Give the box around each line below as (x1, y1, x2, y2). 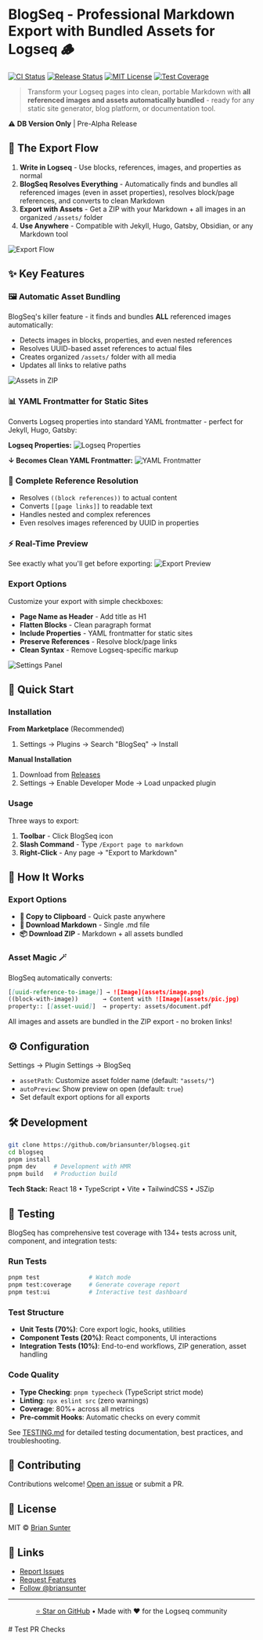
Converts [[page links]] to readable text (19, 501, 153, 511)
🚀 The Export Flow (8, 141, 99, 155)
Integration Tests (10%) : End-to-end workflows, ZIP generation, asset (19, 1342, 247, 1351)
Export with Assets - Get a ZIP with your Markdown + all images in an (19, 204, 246, 214)
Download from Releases (19, 770, 101, 779)
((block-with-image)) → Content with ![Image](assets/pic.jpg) (8, 995, 240, 1003)
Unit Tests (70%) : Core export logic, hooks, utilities (19, 1325, 186, 1334)
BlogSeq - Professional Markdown (8, 5, 235, 24)
